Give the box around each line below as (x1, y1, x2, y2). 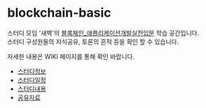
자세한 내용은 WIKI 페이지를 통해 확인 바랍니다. (7, 52, 135, 61)
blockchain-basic (7, 5, 111, 21)
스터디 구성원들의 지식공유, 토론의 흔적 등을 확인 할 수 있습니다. (7, 37, 179, 46)
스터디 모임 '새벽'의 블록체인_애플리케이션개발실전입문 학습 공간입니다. (7, 29, 200, 37)
